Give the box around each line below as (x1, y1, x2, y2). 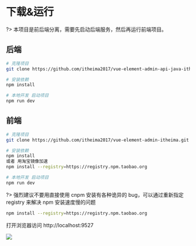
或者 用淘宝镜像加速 (6, 159, 48, 165)
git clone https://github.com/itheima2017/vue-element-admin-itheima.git (6, 137, 190, 143)
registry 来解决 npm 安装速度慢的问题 (6, 199, 96, 206)
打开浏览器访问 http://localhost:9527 (6, 221, 94, 228)
